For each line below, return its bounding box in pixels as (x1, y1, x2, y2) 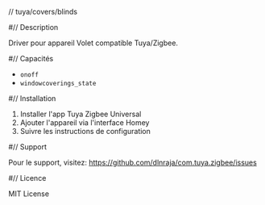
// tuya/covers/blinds (8, 7, 78, 16)
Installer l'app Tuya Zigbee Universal (19, 109, 142, 119)
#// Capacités (8, 54, 54, 63)
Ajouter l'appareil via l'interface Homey (19, 118, 150, 128)
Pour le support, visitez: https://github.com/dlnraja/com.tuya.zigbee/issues (8, 157, 258, 167)
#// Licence (8, 174, 47, 182)
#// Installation (8, 94, 56, 103)
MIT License (8, 189, 50, 199)
